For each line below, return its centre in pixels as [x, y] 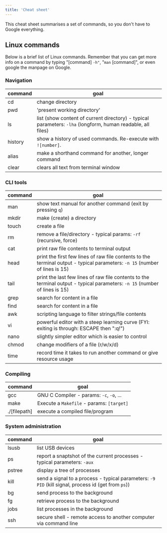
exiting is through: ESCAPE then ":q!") [81, 328]
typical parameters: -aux [65, 462]
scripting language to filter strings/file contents [91, 314]
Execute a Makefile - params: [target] [83, 403]
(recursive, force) [57, 241]
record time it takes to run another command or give [97, 353]
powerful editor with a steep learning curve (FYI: [93, 322]
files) [42, 130]
